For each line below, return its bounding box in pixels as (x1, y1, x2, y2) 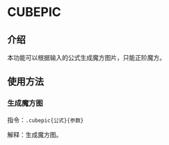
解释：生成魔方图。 (7, 130, 63, 139)
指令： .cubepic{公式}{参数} (7, 116, 84, 124)
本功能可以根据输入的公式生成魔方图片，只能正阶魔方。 (7, 54, 166, 61)
